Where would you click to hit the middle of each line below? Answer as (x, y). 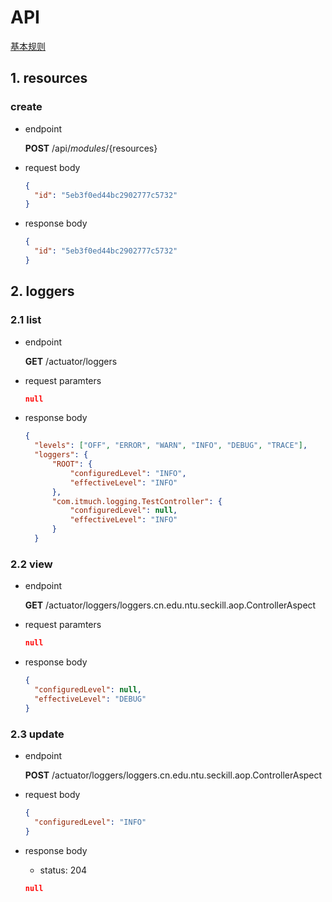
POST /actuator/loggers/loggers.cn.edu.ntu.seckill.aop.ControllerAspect (173, 775)
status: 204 (63, 870)
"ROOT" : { (72, 464)
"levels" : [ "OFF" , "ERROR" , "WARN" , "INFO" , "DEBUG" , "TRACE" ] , (171, 446)
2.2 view (31, 564)
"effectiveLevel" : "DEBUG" (90, 699)
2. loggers (42, 291)
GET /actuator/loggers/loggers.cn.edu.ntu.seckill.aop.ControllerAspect (170, 605)
